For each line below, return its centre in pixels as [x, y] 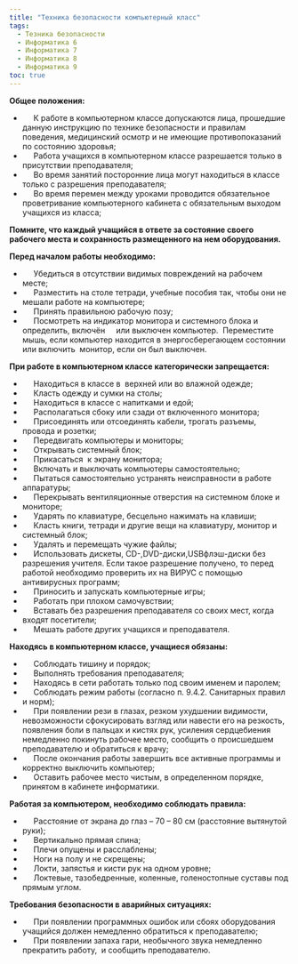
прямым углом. [52, 887]
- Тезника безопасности [61, 34]
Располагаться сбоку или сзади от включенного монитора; [146, 412]
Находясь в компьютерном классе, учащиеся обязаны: [119, 647]
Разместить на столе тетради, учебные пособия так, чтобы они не [160, 292]
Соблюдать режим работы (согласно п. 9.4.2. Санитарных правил [160, 692]
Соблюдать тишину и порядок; [92, 663]
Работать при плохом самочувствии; [104, 600]
